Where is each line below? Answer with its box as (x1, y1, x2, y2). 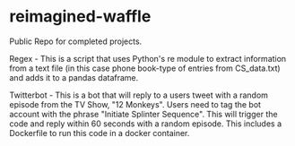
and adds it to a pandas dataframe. (9, 72, 139, 82)
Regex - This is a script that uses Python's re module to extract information (9, 53, 287, 64)
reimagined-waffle (9, 6, 152, 27)
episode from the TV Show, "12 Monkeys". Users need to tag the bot (9, 99, 262, 109)
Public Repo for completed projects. (9, 36, 143, 47)
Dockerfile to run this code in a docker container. (9, 127, 190, 138)
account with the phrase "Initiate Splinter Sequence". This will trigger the (9, 108, 278, 119)
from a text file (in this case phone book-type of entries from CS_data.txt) (9, 63, 281, 73)
